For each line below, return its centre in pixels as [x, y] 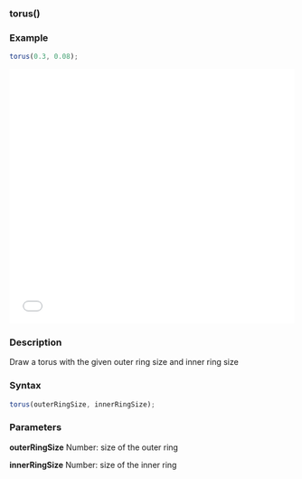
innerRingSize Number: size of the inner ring [93, 465]
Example [29, 37]
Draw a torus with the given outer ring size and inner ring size [124, 362]
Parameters [35, 427]
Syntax [25, 386]
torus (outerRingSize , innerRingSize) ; [82, 404]
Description [36, 342]
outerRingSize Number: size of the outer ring [94, 447]
